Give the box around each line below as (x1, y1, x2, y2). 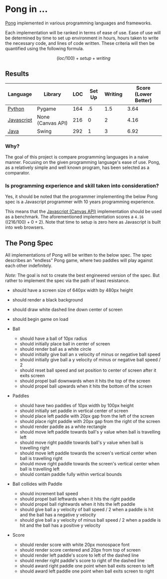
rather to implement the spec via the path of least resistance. (5, 278, 130, 284)
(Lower (135, 91, 152, 98)
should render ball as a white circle (19, 346, 92, 352)
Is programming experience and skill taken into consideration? (5, 182, 159, 189)
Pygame (37, 105, 56, 112)
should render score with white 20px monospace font (19, 542, 130, 548)
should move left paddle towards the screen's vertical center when (19, 450, 157, 456)
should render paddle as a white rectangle (19, 424, 107, 430)
